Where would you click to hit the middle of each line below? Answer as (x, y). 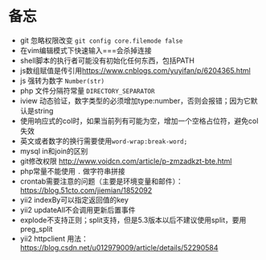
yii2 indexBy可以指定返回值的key (74, 200)
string (44, 110)
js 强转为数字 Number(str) (62, 80)
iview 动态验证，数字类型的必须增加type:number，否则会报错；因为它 (135, 101)
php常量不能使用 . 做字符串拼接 (73, 171)
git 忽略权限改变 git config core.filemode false (101, 40)
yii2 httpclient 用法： (54, 238)
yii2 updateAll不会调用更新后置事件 (78, 209)
